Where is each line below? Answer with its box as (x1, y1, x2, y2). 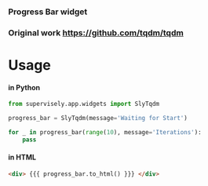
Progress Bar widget (8, 6, 88, 17)
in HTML (8, 152, 37, 162)
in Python (8, 82, 41, 92)
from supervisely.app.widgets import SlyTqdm (8, 100, 159, 108)
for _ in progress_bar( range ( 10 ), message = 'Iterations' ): (8, 128, 202, 136)
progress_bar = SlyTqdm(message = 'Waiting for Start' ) (8, 115, 188, 122)
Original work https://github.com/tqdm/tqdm (8, 27, 184, 38)
